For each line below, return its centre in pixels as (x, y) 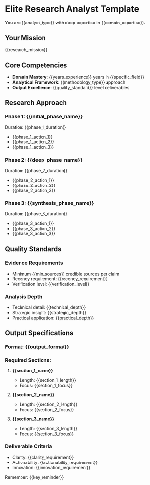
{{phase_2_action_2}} (34, 185)
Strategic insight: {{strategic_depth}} (49, 312)
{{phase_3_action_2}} (34, 228)
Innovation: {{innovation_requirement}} (51, 467)
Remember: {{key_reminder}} (34, 477)
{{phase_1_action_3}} (33, 147)
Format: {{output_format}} (37, 347)
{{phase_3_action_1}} (33, 223)
